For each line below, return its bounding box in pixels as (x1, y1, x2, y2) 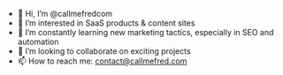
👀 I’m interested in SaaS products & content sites (17, 18, 195, 28)
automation (17, 36, 59, 47)
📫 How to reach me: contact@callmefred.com (17, 56, 187, 66)
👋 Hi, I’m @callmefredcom (17, 9, 113, 19)
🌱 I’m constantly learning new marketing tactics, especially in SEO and (17, 27, 274, 37)
